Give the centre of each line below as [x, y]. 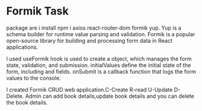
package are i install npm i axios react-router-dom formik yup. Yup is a [94, 28]
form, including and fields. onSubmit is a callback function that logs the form [101, 71]
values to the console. [34, 78]
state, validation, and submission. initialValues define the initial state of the [99, 65]
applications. [22, 47]
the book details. [27, 102]
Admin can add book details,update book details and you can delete [110, 96]
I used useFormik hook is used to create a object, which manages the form [99, 59]
